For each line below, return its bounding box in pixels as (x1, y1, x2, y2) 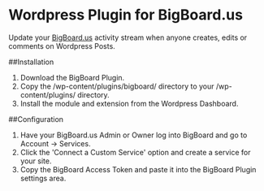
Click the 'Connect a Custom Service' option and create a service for (19, 147, 251, 157)
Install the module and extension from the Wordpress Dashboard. (19, 98, 239, 108)
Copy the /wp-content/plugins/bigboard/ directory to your (19, 81, 214, 91)
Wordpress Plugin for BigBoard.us (8, 6, 244, 24)
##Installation (8, 57, 54, 67)
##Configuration (8, 114, 63, 124)
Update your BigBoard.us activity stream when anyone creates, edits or (8, 33, 248, 42)
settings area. (19, 173, 67, 183)
